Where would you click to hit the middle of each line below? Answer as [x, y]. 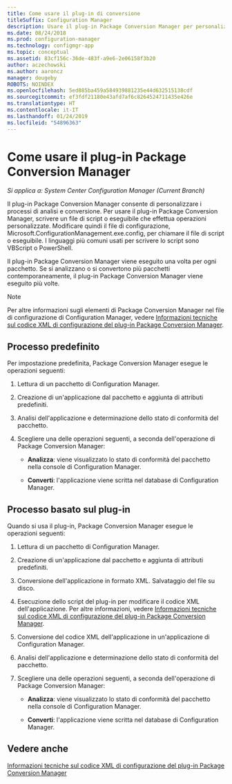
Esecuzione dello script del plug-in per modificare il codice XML [108, 602]
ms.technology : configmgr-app [51, 46]
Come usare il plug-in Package [97, 157]
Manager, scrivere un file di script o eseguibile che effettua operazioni [107, 219]
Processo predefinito [54, 346]
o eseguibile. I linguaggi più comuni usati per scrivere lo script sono [103, 241]
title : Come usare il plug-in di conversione [74, 13]
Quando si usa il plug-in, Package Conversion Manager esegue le [100, 526]
